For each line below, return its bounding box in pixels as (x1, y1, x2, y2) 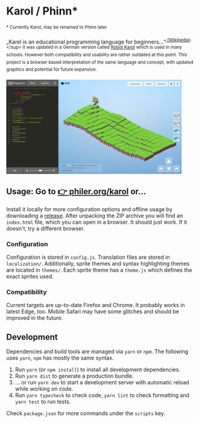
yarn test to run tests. (14, 398, 71, 406)
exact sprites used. (6, 273, 54, 280)
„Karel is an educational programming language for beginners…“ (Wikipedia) (6, 37, 191, 45)
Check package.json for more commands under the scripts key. (6, 410, 166, 417)
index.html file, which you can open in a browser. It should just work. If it (6, 218, 188, 226)
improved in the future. (6, 314, 63, 322)
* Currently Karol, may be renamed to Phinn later (6, 24, 107, 30)
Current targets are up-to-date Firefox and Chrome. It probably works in (6, 302, 185, 309)
